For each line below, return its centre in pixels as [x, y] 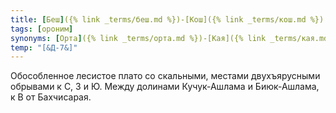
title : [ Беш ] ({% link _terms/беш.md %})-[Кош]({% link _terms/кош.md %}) [167, 19]
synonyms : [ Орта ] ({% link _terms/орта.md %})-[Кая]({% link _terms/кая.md [169, 38]
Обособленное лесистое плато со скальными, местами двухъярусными [165, 76]
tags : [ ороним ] [42, 29]
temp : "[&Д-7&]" [44, 47]
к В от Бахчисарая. [51, 97]
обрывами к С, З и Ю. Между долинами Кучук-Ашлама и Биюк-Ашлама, [165, 87]
